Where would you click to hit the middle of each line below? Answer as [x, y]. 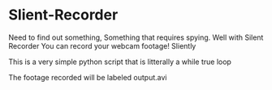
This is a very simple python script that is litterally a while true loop [120, 62]
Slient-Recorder [63, 15]
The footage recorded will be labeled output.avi [88, 77]
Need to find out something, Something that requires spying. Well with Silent [136, 37]
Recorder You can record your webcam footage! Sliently [102, 45]
